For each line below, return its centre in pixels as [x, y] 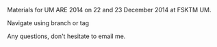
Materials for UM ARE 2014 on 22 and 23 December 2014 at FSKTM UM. [109, 10]
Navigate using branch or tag [48, 23]
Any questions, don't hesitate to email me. [66, 36]
